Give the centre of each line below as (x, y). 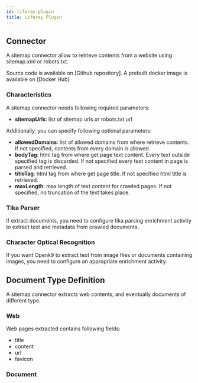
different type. (24, 301)
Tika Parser (23, 208)
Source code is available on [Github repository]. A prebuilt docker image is (97, 73)
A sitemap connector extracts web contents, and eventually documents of (96, 294)
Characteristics (29, 95)
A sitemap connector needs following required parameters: (78, 108)
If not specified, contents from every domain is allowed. (82, 148)
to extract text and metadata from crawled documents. (73, 227)
